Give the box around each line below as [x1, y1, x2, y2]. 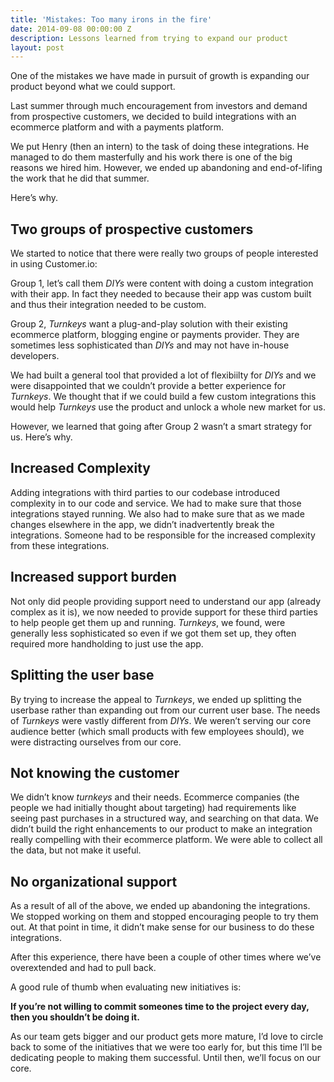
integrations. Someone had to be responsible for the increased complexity [10, 529, 316, 541]
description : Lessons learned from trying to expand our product [10, 33, 288, 43]
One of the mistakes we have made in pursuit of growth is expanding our [10, 70, 310, 82]
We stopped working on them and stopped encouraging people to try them [10, 911, 319, 923]
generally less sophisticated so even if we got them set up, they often [10, 627, 297, 639]
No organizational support [10, 873, 178, 890]
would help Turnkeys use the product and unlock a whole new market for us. [10, 401, 326, 413]
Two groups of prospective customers [10, 221, 254, 238]
